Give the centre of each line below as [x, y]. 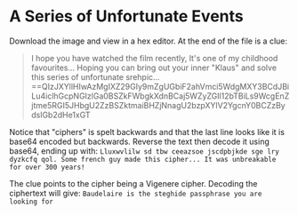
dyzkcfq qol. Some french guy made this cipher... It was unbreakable [143, 159]
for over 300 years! [48, 167]
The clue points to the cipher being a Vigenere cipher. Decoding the [133, 183]
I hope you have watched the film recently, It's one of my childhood [154, 58]
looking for [31, 202]
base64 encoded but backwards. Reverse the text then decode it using [139, 141]
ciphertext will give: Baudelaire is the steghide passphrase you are [136, 193]
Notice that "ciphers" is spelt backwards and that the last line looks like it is [147, 131]
